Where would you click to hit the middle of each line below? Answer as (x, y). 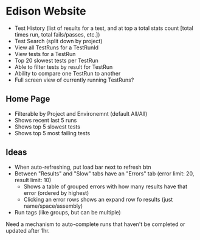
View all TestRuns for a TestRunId (56, 48)
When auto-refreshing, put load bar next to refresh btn (83, 167)
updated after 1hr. (28, 230)
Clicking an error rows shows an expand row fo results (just (98, 199)
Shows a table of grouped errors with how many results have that (105, 186)
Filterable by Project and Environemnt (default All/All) (81, 113)
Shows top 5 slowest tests (47, 127)
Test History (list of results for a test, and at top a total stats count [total (104, 28)
